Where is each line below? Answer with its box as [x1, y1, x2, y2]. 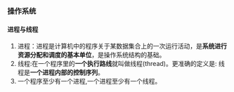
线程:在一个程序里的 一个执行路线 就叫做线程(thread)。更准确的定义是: [17, 60, 217, 68]
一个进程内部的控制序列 [30, 68, 98, 77]
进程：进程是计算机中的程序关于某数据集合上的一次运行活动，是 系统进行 [17, 42, 227, 51]
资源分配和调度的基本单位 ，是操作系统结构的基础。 [17, 51, 166, 59]
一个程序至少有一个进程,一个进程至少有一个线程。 [17, 77, 162, 86]
